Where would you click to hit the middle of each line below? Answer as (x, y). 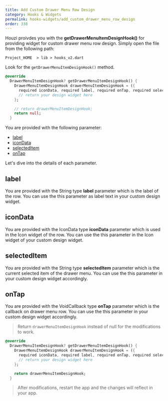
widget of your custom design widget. (44, 240)
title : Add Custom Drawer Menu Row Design (50, 10)
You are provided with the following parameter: (53, 128)
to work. (26, 332)
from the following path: (30, 49)
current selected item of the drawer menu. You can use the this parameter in (84, 273)
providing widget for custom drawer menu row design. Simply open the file (82, 44)
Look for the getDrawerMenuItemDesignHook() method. (60, 67)
